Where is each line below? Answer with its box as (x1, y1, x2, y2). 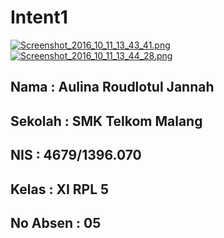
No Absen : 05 (10, 214, 102, 231)
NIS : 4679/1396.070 (10, 147, 142, 164)
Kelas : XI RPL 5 (10, 181, 110, 198)
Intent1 (10, 6, 68, 29)
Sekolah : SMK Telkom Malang (10, 112, 203, 130)
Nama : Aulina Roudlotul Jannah (10, 79, 215, 96)
